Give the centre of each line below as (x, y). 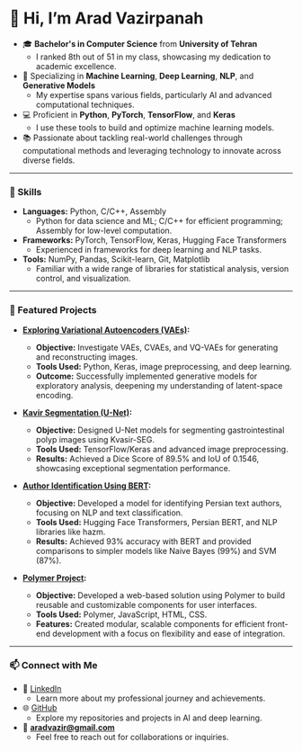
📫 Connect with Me (53, 666)
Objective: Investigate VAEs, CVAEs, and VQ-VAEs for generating (157, 347)
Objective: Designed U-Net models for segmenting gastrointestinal (160, 430)
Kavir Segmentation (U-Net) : (77, 412)
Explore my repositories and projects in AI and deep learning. (149, 718)
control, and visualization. (84, 279)
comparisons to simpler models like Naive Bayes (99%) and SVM (156, 550)
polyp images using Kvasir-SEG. (95, 439)
